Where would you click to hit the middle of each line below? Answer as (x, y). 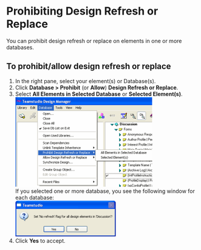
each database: (35, 197)
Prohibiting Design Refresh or (82, 11)
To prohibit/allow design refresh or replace (89, 66)
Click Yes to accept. (40, 240)
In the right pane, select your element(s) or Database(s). (85, 81)
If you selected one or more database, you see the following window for (105, 191)
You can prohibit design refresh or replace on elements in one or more (94, 41)
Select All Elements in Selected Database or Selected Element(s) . (99, 94)
